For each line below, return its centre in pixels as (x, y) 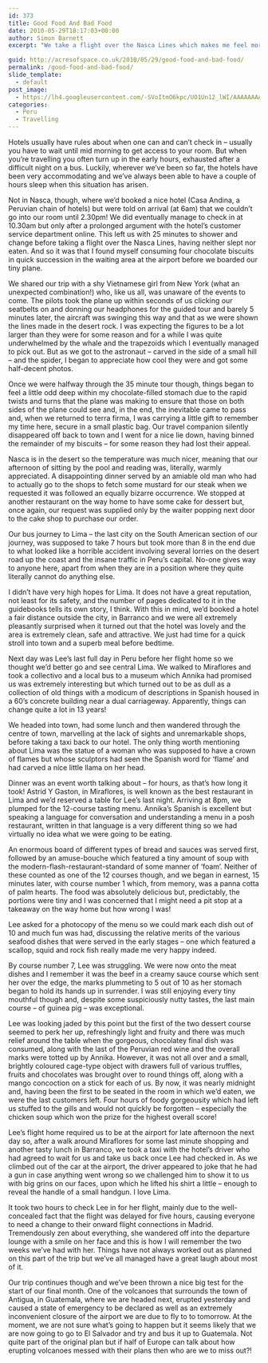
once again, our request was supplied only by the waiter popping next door (132, 510)
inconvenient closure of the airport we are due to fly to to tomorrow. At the (130, 1316)
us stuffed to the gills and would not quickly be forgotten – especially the (128, 1108)
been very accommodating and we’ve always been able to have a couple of (132, 176)
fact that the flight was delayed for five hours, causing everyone (150, 1216)
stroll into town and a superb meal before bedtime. (91, 643)
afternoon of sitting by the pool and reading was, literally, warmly (115, 468)
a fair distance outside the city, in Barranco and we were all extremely (123, 618)
